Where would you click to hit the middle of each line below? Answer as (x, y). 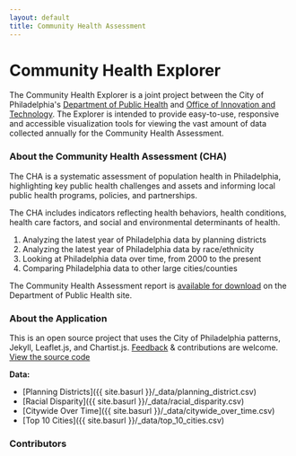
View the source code (50, 357)
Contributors (38, 443)
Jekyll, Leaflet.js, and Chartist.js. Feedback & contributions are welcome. (144, 347)
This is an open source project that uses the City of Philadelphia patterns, (145, 338)
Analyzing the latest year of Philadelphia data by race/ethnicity (138, 249)
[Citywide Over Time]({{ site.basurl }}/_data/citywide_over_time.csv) (148, 411)
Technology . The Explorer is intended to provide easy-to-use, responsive (144, 114)
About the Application (58, 318)
